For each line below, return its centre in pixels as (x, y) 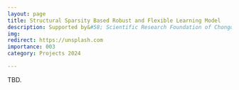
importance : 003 (31, 47)
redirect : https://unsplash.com (55, 40)
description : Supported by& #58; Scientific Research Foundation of (110, 27)
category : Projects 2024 (44, 54)
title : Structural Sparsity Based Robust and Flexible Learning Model (114, 21)
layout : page (27, 14)
